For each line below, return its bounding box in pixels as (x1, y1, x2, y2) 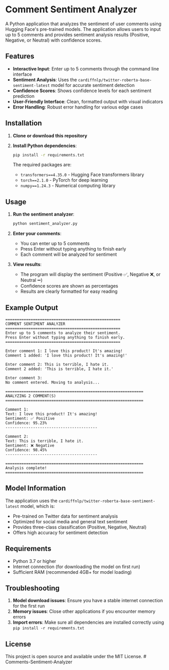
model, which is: (20, 503, 55, 509)
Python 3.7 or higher (12, 558, 57, 564)
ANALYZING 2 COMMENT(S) (5, 393, 57, 398)
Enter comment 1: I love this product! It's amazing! (5, 348, 123, 354)
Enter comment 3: (5, 375, 43, 380)
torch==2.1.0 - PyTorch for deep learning (20, 177, 108, 183)
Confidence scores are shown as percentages (20, 283, 118, 289)
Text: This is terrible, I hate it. (5, 438, 84, 444)
